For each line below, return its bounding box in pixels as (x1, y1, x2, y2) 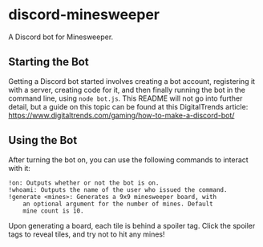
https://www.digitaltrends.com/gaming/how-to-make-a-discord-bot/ (8, 110, 235, 120)
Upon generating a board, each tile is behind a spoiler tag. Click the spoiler (8, 221, 256, 230)
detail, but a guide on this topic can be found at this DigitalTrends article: (8, 102, 249, 111)
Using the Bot (8, 133, 78, 147)
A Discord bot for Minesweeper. (8, 32, 114, 42)
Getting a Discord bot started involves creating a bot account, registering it (8, 76, 255, 86)
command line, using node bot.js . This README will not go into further (8, 94, 243, 103)
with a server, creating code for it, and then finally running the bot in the (8, 85, 246, 94)
